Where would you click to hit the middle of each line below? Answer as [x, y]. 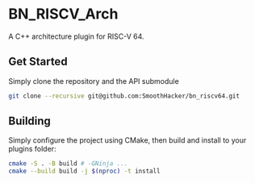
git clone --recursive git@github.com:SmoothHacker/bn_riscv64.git [124, 96]
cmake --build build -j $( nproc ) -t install [84, 171]
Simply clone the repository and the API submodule [94, 81]
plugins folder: [32, 149]
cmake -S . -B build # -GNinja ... [68, 164]
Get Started [38, 62]
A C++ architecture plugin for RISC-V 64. [76, 36]
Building [29, 121]
